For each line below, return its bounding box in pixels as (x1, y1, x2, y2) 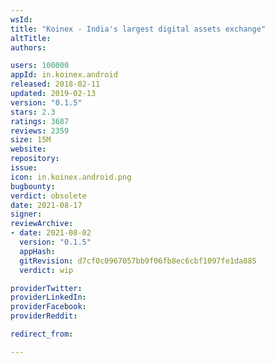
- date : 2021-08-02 (10, 228, 92, 238)
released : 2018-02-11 (10, 79, 101, 90)
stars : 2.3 (10, 107, 56, 117)
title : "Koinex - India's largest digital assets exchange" (10, 24, 267, 34)
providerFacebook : (10, 302, 87, 312)
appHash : (19, 246, 56, 256)
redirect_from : (10, 329, 74, 339)
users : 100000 (10, 61, 70, 71)
